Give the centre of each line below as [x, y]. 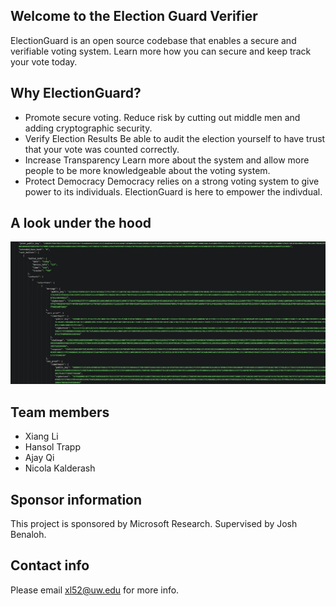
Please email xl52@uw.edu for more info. [95, 590]
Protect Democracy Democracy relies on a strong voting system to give [172, 181]
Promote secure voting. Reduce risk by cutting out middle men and [162, 117]
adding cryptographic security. [88, 128]
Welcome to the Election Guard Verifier [134, 16]
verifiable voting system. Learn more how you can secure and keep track [161, 51]
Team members [60, 412]
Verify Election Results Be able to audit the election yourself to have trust [175, 138]
